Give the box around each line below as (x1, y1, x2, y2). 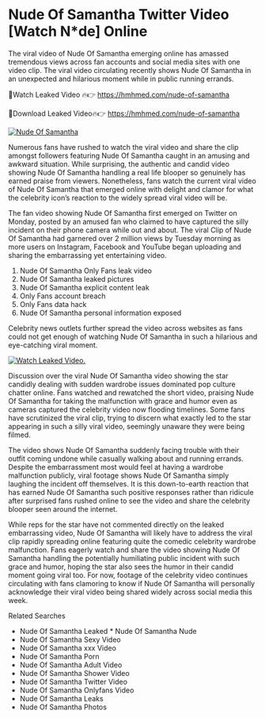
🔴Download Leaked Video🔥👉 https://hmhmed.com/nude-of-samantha (8, 109, 240, 118)
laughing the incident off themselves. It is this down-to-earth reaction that (8, 478, 249, 489)
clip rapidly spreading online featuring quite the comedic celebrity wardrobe (8, 536, 256, 546)
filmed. (8, 430, 31, 440)
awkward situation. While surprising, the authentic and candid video (8, 159, 230, 168)
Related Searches (8, 611, 66, 620)
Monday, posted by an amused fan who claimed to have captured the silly (8, 217, 249, 226)
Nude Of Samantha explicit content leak (19, 282, 150, 292)
